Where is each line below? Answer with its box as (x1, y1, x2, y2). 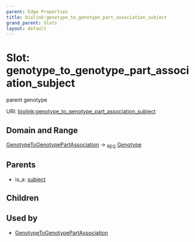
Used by (6, 213, 38, 223)
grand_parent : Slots (6, 20, 58, 26)
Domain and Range (6, 125, 78, 135)
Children (6, 193, 39, 203)
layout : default (6, 25, 47, 32)
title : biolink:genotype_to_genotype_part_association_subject (6, 14, 167, 20)
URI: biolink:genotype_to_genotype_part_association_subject (6, 108, 156, 115)
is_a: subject (14, 176, 46, 183)
